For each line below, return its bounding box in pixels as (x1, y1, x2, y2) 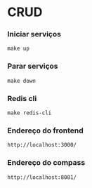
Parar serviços (7, 61, 58, 71)
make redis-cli (7, 109, 52, 116)
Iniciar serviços (7, 29, 62, 39)
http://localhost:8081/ (7, 173, 77, 181)
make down (7, 77, 37, 84)
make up (7, 45, 30, 53)
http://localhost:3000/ (7, 142, 77, 149)
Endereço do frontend (7, 126, 84, 135)
